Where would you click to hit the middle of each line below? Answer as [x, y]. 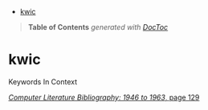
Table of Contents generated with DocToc [98, 27]
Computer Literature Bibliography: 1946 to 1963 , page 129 [104, 97]
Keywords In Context [43, 81]
